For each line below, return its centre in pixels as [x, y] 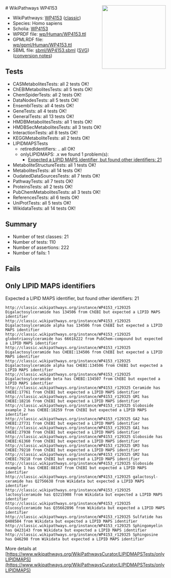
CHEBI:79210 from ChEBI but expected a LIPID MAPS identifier [73, 450]
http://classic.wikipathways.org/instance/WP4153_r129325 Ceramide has [83, 388]
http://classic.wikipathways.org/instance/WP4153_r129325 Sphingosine [82, 534]
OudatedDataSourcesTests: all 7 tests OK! [56, 176]
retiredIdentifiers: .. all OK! [48, 149]
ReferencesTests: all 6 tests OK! [46, 197]
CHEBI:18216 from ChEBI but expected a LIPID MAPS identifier [73, 401]
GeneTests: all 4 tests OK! [40, 111]
